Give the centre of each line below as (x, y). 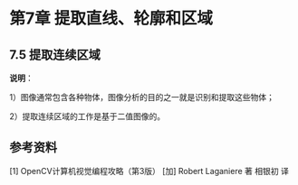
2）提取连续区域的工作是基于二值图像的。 (87, 116)
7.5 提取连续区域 (55, 55)
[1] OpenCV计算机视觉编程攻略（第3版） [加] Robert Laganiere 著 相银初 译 (149, 171)
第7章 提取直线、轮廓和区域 (111, 18)
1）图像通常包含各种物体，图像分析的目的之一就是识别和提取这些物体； (142, 97)
